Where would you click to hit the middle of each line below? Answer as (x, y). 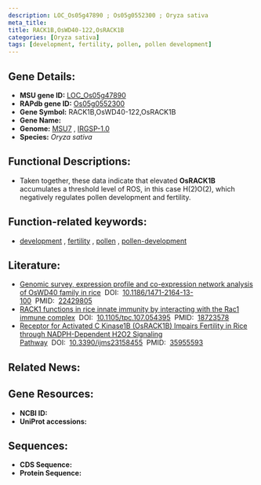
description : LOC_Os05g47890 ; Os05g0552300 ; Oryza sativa (109, 15)
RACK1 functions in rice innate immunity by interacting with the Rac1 (129, 309)
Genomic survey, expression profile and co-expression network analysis (136, 284)
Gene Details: (42, 77)
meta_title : (27, 23)
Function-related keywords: (78, 222)
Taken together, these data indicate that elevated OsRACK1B (117, 181)
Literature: (34, 265)
